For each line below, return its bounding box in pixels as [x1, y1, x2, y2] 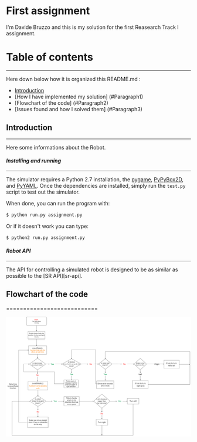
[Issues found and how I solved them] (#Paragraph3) [14, 105, 142, 112]
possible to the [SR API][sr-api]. [6, 272, 83, 279]
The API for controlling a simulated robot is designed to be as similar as [6, 266, 178, 273]
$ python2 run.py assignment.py [6, 234, 85, 241]
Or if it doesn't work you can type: [6, 222, 89, 230]
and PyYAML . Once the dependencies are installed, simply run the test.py [6, 182, 186, 189]
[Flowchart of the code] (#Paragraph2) [14, 99, 108, 107]
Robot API [6, 247, 31, 254]
